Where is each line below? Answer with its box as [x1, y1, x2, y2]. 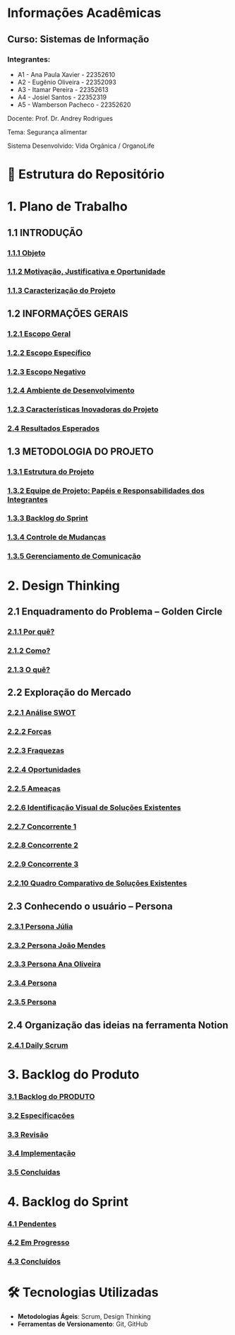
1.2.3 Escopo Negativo [7, 366, 86, 376]
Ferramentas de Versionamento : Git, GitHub [17, 1320, 148, 1329]
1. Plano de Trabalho [7, 199, 128, 215]
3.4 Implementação [7, 1148, 76, 1158]
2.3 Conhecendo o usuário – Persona [7, 900, 173, 912]
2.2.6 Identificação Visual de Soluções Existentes [7, 803, 181, 812]
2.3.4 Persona [7, 978, 57, 988]
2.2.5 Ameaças [7, 783, 61, 793]
